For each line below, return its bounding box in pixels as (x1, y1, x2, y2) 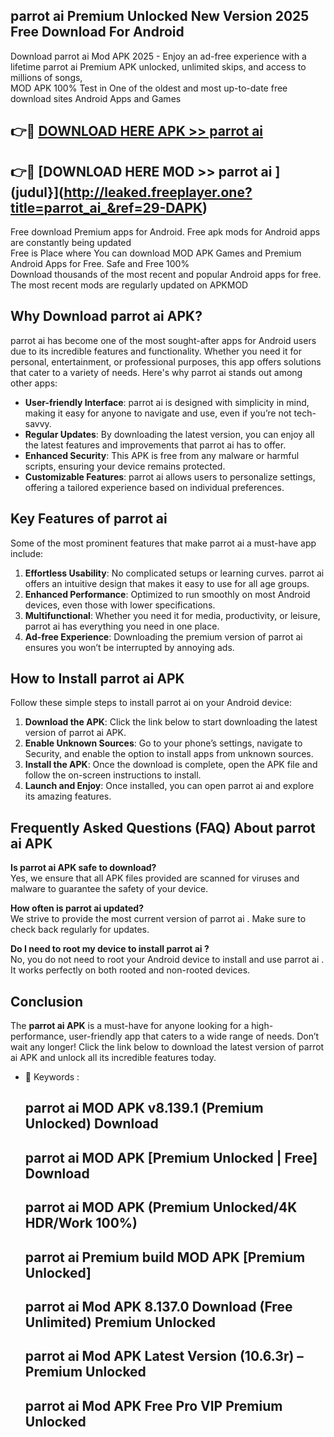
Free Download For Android (10, 24, 185, 41)
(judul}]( (10, 184, 65, 201)
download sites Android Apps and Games (10, 92, 182, 104)
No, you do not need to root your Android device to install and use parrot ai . (10, 954, 325, 966)
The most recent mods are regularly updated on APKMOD (10, 279, 249, 291)
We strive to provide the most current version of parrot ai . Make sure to (10, 913, 307, 925)
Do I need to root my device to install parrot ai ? (10, 943, 210, 955)
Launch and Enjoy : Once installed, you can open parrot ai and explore (24, 780, 315, 792)
